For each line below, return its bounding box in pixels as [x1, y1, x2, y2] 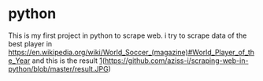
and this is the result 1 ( [31, 56, 106, 65]
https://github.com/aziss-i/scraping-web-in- [105, 56, 249, 65]
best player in [8, 39, 53, 48]
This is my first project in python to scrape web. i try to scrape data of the [8, 31, 247, 40]
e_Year [8, 56, 31, 65]
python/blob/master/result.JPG [8, 64, 109, 73]
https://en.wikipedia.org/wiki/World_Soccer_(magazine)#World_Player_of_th [8, 47, 254, 57]
